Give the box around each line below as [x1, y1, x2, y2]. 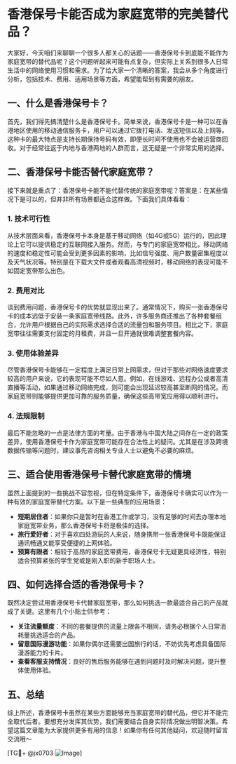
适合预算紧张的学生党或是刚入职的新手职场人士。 [17, 556, 159, 565]
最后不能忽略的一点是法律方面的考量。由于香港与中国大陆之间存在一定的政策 [7, 429, 228, 437]
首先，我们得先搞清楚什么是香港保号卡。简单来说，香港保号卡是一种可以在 [7, 117, 222, 126]
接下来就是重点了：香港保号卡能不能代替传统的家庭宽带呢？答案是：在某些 [7, 186, 222, 194]
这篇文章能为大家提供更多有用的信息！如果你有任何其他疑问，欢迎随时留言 [13, 726, 228, 735]
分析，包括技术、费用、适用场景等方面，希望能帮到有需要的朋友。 [7, 74, 197, 83]
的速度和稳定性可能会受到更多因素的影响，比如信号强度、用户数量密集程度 [7, 248, 222, 257]
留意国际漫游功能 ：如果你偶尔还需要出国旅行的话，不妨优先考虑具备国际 [17, 640, 226, 648]
